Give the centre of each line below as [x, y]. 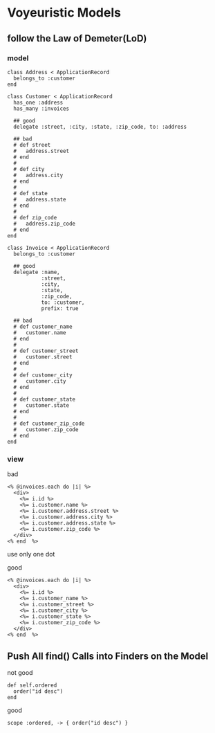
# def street [32, 145]
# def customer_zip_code [49, 424]
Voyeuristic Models [64, 13]
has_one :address [38, 102]
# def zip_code [35, 217]
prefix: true [60, 308]
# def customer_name [43, 327]
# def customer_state [45, 399]
